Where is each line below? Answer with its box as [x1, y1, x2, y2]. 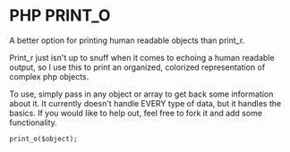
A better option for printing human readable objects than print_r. [9, 35, 245, 46]
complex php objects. [9, 71, 90, 81]
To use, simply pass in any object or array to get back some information [9, 89, 274, 99]
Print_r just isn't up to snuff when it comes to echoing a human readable [9, 52, 275, 63]
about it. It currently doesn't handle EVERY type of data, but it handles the [9, 97, 282, 108]
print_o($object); [9, 134, 78, 143]
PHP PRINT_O [9, 5, 111, 26]
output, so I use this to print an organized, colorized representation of [9, 62, 266, 72]
